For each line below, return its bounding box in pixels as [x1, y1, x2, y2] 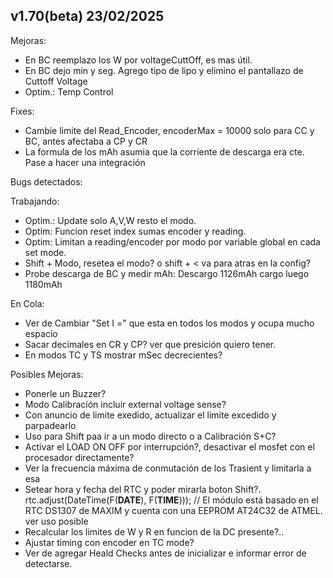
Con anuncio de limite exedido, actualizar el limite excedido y [24, 409, 277, 421]
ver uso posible [24, 515, 89, 527]
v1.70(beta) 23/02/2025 [10, 8, 165, 25]
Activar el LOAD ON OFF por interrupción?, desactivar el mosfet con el [24, 440, 315, 453]
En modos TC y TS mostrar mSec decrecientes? [24, 349, 223, 361]
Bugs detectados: [10, 175, 83, 188]
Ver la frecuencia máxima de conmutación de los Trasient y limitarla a [24, 462, 312, 474]
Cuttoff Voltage [24, 75, 88, 87]
